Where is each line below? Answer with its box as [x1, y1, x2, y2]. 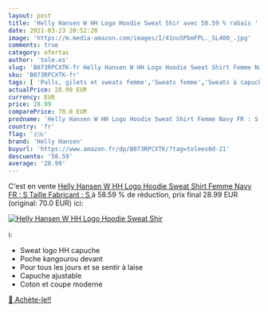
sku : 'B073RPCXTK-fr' [8, 71, 81, 79]
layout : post [8, 11, 52, 20]
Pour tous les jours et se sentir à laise [19, 263, 144, 272]
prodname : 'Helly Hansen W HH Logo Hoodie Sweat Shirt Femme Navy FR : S [8, 115, 259, 123]
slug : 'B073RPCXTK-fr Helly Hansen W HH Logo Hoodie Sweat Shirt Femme [8, 64, 251, 72]
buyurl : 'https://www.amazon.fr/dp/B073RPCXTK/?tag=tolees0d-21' [8, 145, 230, 153]
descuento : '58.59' [8, 152, 73, 160]
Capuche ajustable [19, 271, 82, 281]
